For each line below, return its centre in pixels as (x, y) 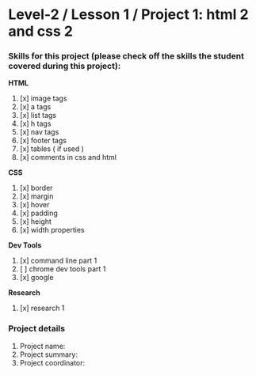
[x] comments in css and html (68, 157)
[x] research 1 (42, 308)
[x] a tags (35, 107)
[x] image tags (43, 98)
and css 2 (41, 31)
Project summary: (48, 354)
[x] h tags (35, 123)
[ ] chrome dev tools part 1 (63, 269)
